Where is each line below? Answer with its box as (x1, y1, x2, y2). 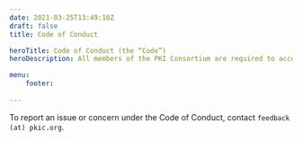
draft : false (9, 22, 58, 31)
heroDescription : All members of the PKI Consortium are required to (9, 55, 276, 64)
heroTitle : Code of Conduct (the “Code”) (9, 46, 167, 55)
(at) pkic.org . (9, 121, 65, 132)
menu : (9, 71, 30, 80)
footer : (25, 79, 54, 88)
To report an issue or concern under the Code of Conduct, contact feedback (9, 111, 290, 122)
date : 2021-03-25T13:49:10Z (9, 13, 115, 22)
